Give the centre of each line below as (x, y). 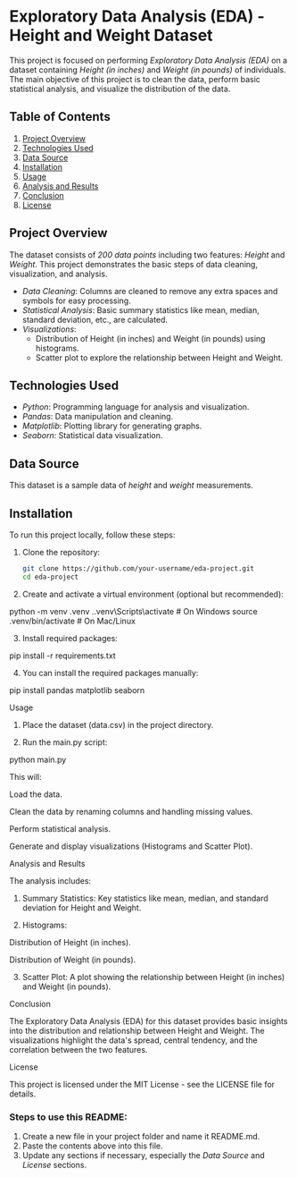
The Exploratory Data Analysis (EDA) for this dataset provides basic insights (148, 1020)
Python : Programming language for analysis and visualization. (136, 407)
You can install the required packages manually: (110, 673)
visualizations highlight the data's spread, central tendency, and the (133, 1040)
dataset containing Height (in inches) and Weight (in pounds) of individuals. (148, 70)
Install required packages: (70, 638)
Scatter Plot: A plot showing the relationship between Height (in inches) (153, 977)
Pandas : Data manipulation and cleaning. (98, 417)
